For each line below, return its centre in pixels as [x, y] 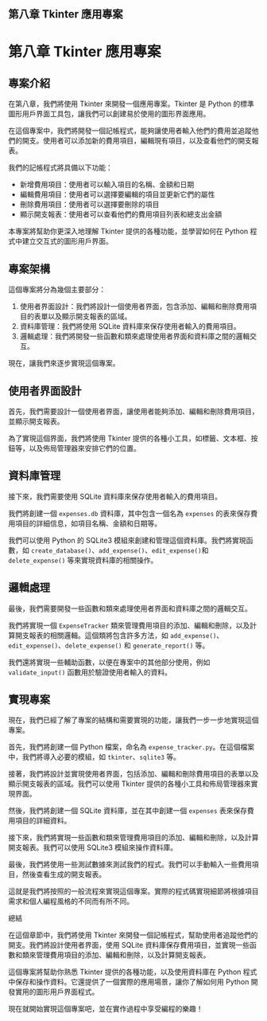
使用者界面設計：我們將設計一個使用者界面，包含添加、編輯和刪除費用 [135, 307]
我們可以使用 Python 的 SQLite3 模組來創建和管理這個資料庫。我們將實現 [127, 540]
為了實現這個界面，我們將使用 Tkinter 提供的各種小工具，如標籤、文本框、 [130, 438]
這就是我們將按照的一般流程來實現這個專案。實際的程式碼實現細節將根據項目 [133, 891]
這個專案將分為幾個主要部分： [57, 290]
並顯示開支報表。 [36, 421]
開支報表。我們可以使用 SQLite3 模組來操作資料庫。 [93, 847]
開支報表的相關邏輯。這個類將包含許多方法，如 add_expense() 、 [119, 635]
